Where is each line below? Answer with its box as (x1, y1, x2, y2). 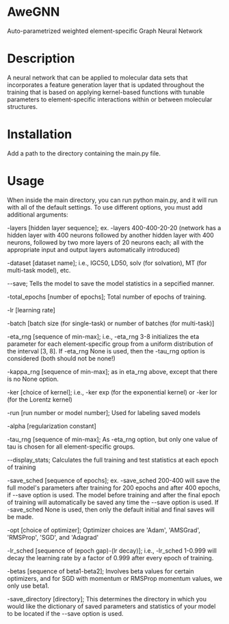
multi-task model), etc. (7, 266, 71, 274)
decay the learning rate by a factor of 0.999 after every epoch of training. (7, 553, 214, 562)
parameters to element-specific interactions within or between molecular (7, 95, 213, 103)
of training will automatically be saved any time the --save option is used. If (7, 498, 219, 506)
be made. (7, 512, 34, 521)
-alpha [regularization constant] (7, 422, 97, 430)
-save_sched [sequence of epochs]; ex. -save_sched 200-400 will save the (7, 476, 220, 484)
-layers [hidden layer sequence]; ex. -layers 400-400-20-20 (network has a (7, 223, 221, 232)
